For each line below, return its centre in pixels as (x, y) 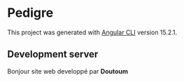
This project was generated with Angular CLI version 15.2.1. (92, 32)
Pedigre (30, 13)
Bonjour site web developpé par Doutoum (68, 71)
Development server (53, 54)
